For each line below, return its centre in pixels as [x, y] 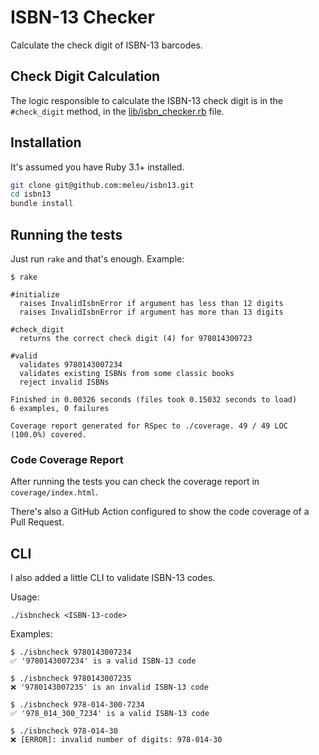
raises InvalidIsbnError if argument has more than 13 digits [151, 312]
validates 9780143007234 [71, 365]
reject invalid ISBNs [64, 382]
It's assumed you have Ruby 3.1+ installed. [97, 167]
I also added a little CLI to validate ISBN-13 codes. [113, 578]
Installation [46, 142]
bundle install [42, 204]
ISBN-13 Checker [82, 17]
